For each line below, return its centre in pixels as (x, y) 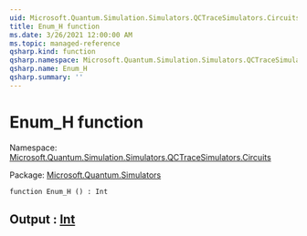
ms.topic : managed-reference (65, 43)
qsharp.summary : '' (47, 77)
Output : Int (42, 220)
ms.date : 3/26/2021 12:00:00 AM (71, 35)
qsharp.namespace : (44, 60)
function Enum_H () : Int (58, 191)
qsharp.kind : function (53, 52)
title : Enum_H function (55, 26)
